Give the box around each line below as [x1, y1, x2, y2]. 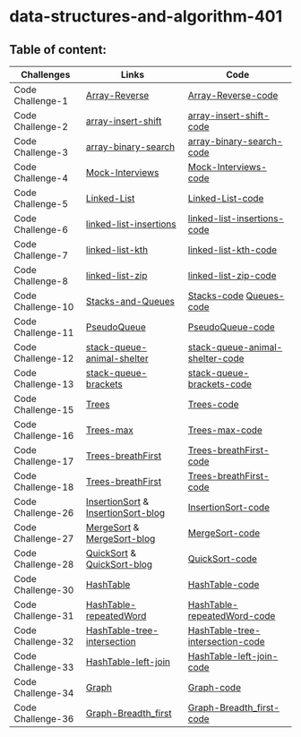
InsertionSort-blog [85, 507, 166, 518]
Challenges [21, 69, 71, 81]
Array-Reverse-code [187, 90, 279, 101]
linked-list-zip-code [187, 270, 277, 281]
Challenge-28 [13, 558, 74, 570]
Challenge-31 [13, 610, 74, 621]
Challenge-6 [13, 224, 69, 236]
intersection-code [187, 636, 266, 647]
